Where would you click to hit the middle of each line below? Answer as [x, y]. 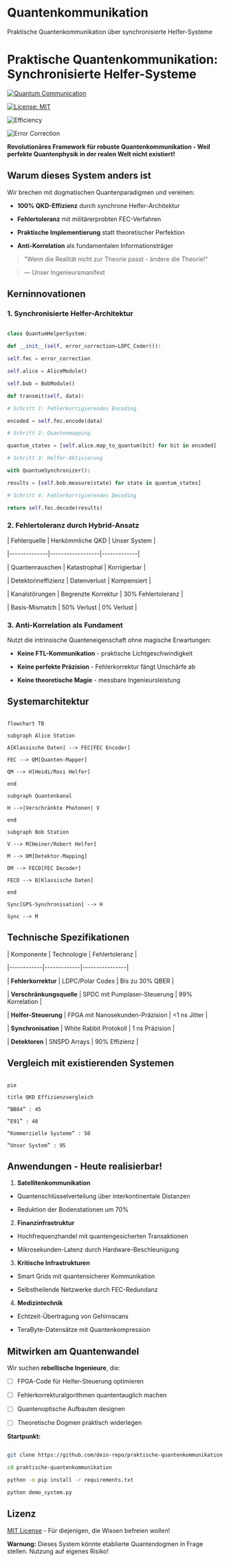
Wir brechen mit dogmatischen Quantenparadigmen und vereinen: [101, 192]
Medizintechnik [40, 1303]
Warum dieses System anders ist [79, 176]
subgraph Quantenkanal [40, 796]
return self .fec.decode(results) [55, 508]
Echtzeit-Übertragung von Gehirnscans [73, 1316]
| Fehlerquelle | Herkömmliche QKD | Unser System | [81, 540]
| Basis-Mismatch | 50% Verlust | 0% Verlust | [72, 607]
